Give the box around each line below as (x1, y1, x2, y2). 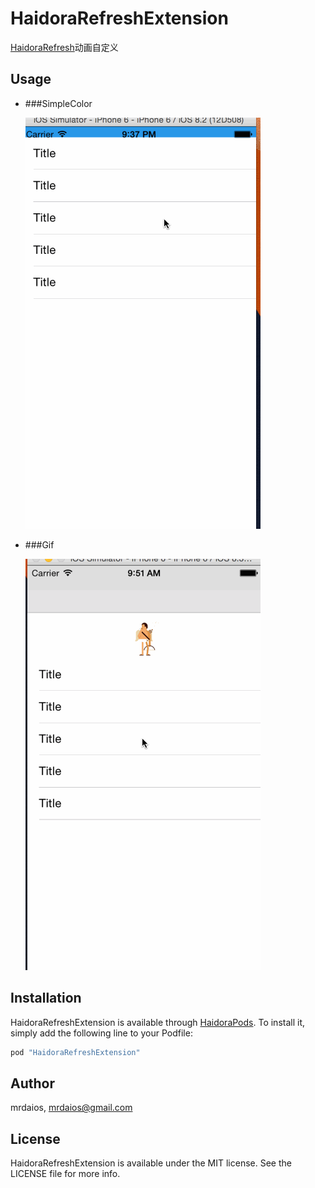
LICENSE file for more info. (10, 1168, 121, 1180)
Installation (10, 990, 82, 1007)
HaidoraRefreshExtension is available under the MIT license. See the (10, 1157, 292, 1169)
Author (10, 1075, 55, 1092)
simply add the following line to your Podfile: (10, 1027, 193, 1039)
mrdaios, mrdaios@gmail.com (10, 1102, 133, 1114)
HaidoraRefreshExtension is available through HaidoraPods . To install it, (10, 1016, 305, 1028)
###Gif (24, 538, 55, 551)
